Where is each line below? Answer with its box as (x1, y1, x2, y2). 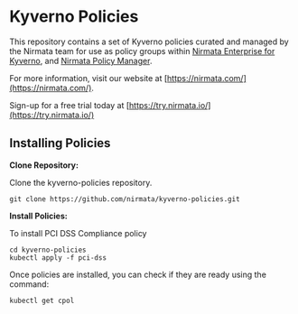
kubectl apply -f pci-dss (9, 253, 107, 263)
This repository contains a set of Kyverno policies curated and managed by (9, 36, 289, 47)
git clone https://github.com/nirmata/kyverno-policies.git (9, 194, 241, 204)
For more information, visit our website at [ (9, 72, 168, 83)
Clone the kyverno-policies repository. (9, 177, 153, 188)
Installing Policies (9, 135, 111, 151)
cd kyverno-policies (9, 245, 88, 254)
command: (9, 278, 50, 290)
